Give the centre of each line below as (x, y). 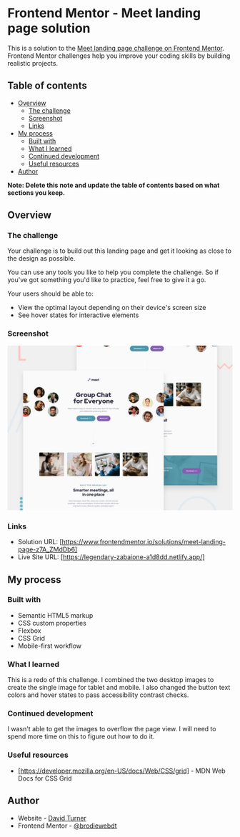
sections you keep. (36, 192)
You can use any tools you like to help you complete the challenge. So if (113, 272)
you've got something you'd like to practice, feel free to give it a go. (107, 280)
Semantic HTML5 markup (55, 615)
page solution (49, 28)
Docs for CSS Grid (45, 778)
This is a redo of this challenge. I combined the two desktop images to (111, 680)
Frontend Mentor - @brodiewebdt (67, 826)
